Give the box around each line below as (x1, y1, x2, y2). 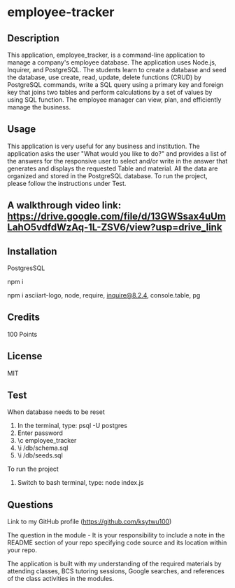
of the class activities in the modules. (7, 575, 115, 583)
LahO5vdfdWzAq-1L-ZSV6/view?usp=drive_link (7, 222, 222, 234)
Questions (7, 499, 54, 511)
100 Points (7, 330, 38, 338)
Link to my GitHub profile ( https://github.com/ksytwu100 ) (7, 517, 172, 526)
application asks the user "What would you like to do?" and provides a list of (7, 149, 227, 158)
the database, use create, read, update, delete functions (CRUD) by (7, 73, 201, 81)
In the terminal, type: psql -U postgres (17, 422, 128, 430)
